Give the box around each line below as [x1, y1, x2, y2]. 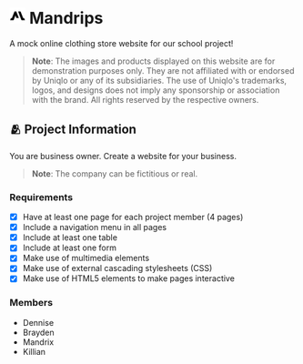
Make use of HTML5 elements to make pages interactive [22, 273, 235, 284]
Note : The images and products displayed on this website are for [31, 56, 276, 66]
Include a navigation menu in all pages [22, 222, 167, 233]
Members [9, 297, 53, 309]
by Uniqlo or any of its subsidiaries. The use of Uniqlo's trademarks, [31, 75, 288, 86]
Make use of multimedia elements [22, 253, 150, 264]
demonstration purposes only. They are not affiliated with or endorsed [31, 65, 295, 76]
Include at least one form [22, 242, 116, 253]
